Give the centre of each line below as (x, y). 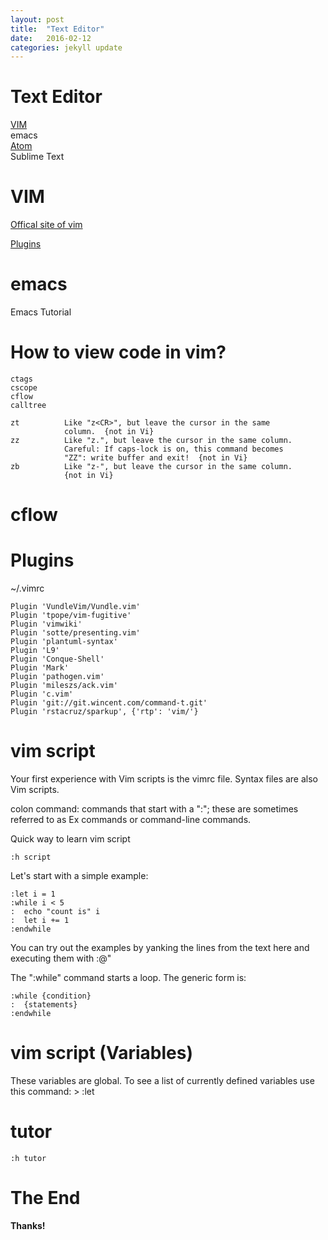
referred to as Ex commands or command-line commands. (131, 820)
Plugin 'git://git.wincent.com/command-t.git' (109, 703)
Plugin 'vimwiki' (46, 624)
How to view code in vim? (118, 352)
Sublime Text (37, 157)
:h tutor (28, 1158)
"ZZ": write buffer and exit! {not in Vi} (155, 458)
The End (45, 1198)
